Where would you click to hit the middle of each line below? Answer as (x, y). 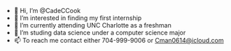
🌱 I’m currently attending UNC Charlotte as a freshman (92, 25)
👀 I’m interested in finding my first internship (78, 18)
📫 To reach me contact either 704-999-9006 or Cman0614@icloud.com (119, 40)
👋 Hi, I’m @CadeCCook (47, 11)
